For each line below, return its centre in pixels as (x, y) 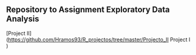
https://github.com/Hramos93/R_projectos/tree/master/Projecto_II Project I (99, 39)
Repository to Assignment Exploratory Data (88, 10)
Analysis (23, 19)
